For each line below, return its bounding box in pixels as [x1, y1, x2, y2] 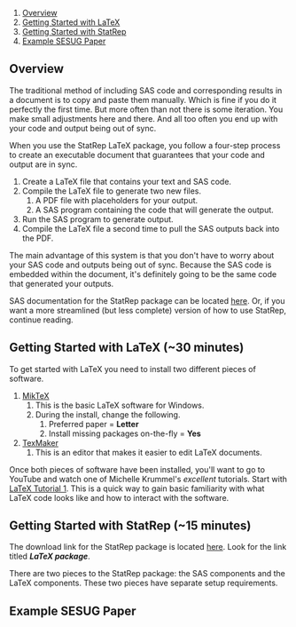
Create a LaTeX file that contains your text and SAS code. [21, 176, 232, 187]
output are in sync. [9, 159, 78, 170]
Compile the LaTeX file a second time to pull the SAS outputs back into [21, 223, 280, 234]
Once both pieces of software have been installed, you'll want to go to [9, 464, 266, 474]
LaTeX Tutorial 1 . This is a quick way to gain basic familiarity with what [9, 483, 265, 494]
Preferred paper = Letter [48, 418, 139, 429]
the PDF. [21, 233, 54, 243]
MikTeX [21, 390, 50, 401]
